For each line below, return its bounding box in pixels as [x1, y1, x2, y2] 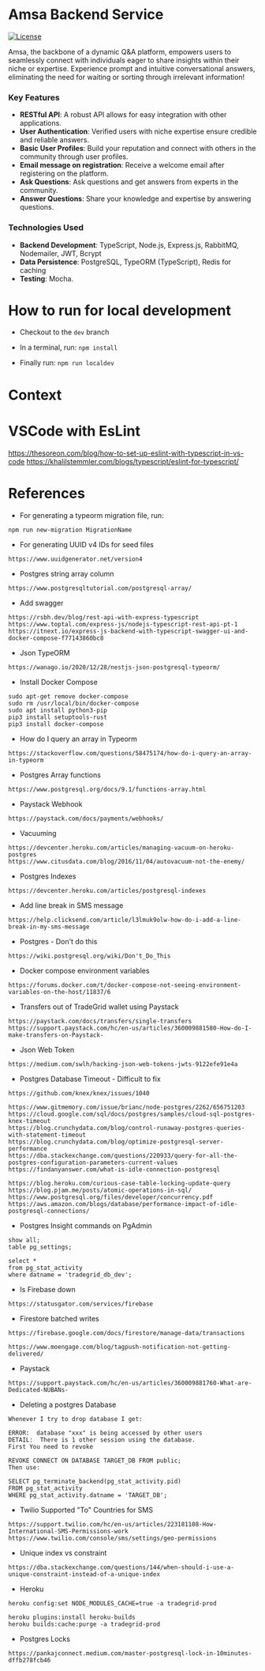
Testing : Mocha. [19, 274, 73, 283]
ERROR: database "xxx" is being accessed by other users [8, 1429, 203, 1437]
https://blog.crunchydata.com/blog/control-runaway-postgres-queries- [8, 1124, 245, 1132]
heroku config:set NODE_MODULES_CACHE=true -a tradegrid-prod [8, 1599, 217, 1607]
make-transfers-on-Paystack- [8, 1030, 104, 1039]
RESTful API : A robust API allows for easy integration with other [19, 110, 227, 119]
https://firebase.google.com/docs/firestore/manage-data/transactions [8, 1329, 245, 1337]
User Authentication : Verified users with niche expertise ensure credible [19, 127, 257, 136]
